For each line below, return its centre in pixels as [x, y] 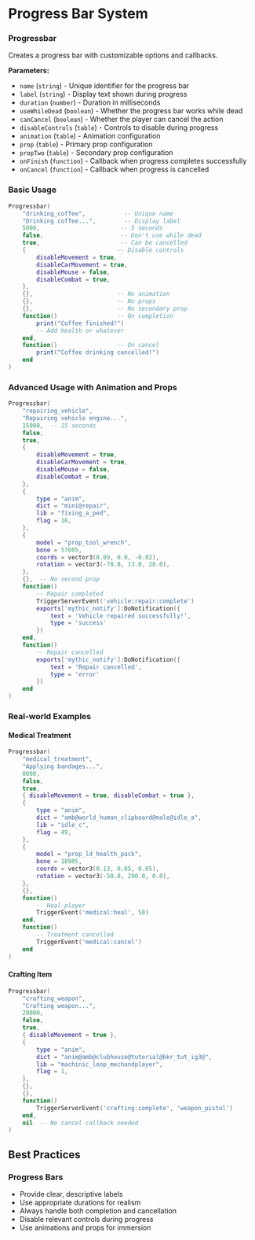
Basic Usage [33, 190]
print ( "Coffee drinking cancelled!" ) [98, 352]
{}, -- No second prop [61, 579]
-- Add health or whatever [80, 330]
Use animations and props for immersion [85, 1227]
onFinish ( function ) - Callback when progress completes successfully [133, 161]
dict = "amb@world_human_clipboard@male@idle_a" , [119, 818]
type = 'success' [78, 623]
